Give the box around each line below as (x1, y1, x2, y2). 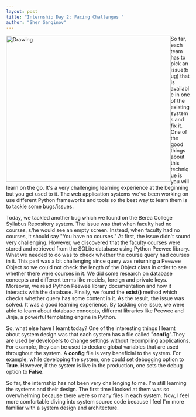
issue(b (170, 67, 189, 74)
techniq (170, 166, 189, 173)
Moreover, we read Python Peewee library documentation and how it (6, 283, 171, 290)
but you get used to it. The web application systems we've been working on (6, 190, 189, 197)
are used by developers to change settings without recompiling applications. (6, 337, 191, 345)
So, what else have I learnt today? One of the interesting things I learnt (6, 325, 176, 332)
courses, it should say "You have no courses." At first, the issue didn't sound (6, 233, 191, 240)
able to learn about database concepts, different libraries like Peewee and (6, 307, 184, 314)
